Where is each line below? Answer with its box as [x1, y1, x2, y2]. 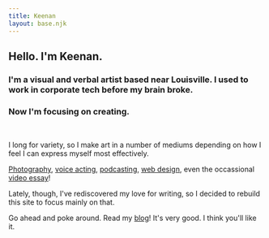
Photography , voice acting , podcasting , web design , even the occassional [8, 164, 255, 175]
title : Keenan [8, 11, 57, 20]
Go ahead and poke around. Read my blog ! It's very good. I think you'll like [8, 213, 257, 223]
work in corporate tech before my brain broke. [8, 84, 194, 95]
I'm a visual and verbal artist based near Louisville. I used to [8, 74, 249, 85]
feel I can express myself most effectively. [8, 149, 150, 158]
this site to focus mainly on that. [8, 197, 115, 207]
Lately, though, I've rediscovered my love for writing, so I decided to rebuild [8, 188, 261, 199]
